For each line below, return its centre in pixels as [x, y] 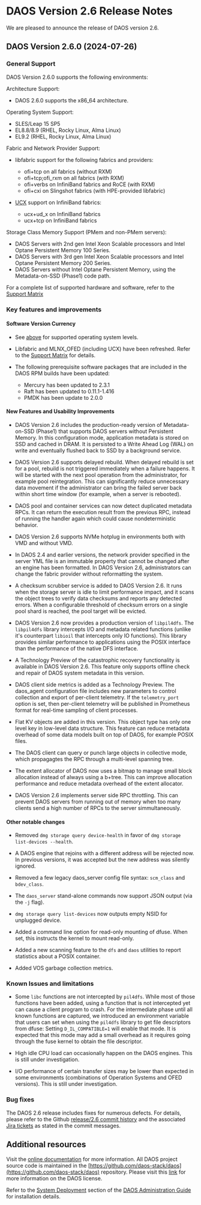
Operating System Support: [40, 112]
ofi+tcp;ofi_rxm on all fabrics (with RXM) [74, 178]
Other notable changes [35, 822]
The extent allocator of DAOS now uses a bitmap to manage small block [103, 771]
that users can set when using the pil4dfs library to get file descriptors [103, 1023]
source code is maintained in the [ [48, 1165]
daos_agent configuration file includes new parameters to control [95, 691]
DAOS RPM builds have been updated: [62, 373]
